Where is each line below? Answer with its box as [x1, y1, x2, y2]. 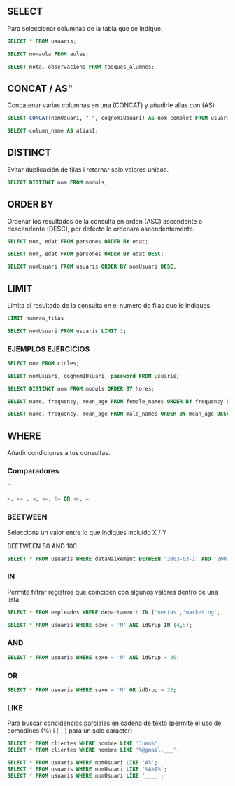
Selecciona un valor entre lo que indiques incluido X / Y [7, 528, 167, 536]
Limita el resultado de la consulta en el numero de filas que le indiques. [7, 301, 212, 309]
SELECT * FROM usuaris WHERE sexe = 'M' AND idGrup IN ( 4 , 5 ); [7, 621, 192, 628]
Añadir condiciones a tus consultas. [7, 449, 111, 457]
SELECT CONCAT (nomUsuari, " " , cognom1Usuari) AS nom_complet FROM [7, 115, 208, 122]
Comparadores [7, 466, 59, 476]
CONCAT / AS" [7, 82, 73, 94]
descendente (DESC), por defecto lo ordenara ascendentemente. [7, 224, 195, 233]
